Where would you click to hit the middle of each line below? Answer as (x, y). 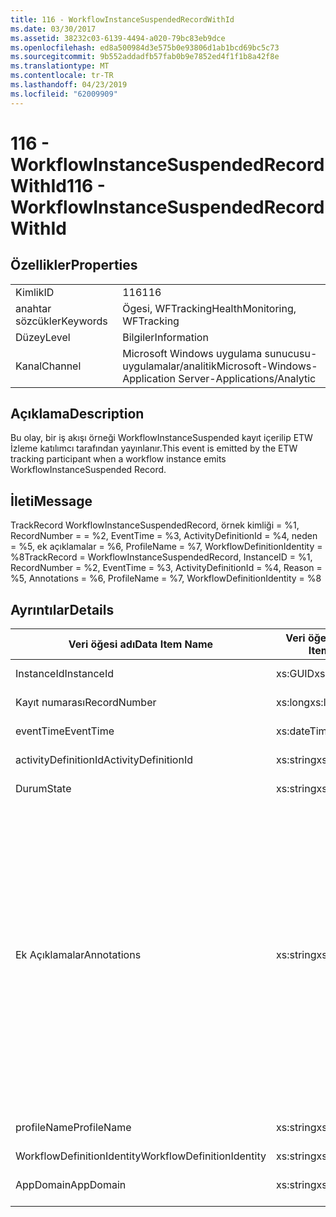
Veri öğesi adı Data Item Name (141, 644)
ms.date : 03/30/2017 (53, 29)
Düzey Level (43, 337)
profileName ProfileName (73, 1128)
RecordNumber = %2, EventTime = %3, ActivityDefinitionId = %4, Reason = (166, 568)
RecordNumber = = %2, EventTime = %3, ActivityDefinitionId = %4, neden (164, 536)
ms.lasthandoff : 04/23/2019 (69, 85)
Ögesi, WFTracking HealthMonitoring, (209, 308)
